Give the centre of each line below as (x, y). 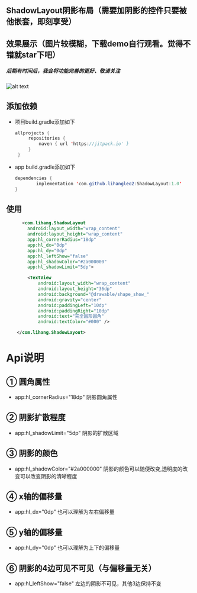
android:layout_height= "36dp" (75, 289)
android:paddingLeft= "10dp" (72, 305)
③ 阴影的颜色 (32, 454)
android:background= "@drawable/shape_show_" (93, 294)
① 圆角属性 (28, 381)
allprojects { (32, 133)
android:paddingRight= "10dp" (74, 311)
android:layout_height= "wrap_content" (75, 234)
